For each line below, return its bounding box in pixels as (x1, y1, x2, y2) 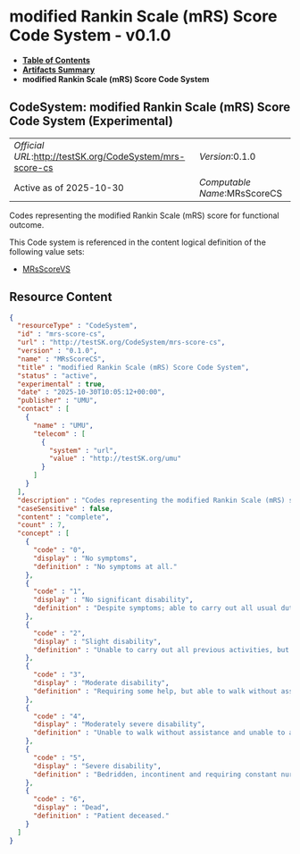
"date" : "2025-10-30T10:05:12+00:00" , (17, 388, 166, 397)
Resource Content (9, 289, 112, 305)
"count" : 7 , (17, 521, 66, 530)
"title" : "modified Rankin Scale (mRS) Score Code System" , (17, 363, 250, 372)
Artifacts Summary (21, 64, 96, 75)
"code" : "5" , (32, 753, 87, 762)
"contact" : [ (17, 405, 70, 414)
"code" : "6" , (32, 795, 87, 804)
